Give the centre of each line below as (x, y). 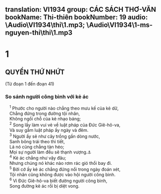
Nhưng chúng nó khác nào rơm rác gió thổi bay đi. (61, 163)
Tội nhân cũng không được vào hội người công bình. (63, 174)
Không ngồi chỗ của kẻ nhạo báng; (45, 119)
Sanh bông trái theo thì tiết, (37, 141)
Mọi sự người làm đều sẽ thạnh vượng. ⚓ (51, 152)
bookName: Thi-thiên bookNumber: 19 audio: (77, 18)
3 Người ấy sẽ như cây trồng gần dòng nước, (55, 136)
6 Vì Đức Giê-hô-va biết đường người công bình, (58, 180)
